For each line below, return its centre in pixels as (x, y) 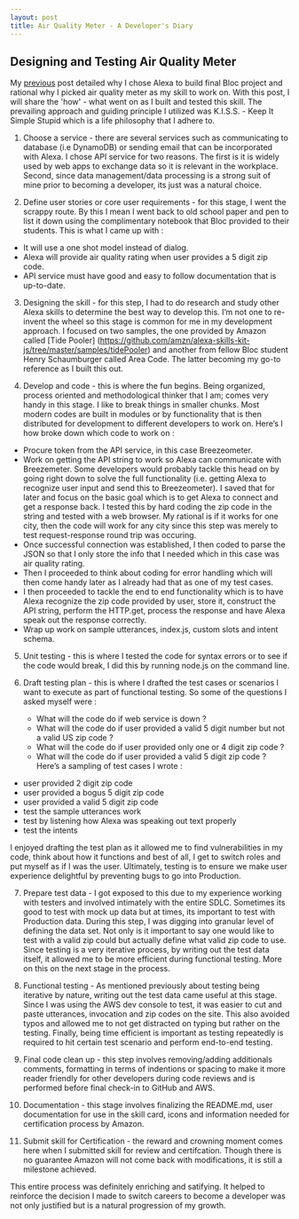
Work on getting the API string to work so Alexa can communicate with (152, 460)
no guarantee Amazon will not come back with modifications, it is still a (153, 1160)
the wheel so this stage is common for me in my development (160, 321)
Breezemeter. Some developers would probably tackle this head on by (151, 469)
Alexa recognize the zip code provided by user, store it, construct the (149, 601)
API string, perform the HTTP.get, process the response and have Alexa (154, 611)
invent (34, 321)
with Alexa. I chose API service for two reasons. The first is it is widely (151, 157)
